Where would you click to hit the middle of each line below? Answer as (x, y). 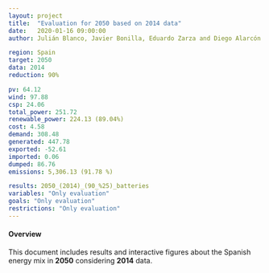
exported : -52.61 (37, 149)
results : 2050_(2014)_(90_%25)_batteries (79, 186)
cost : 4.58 (27, 127)
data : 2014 (27, 68)
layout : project (35, 16)
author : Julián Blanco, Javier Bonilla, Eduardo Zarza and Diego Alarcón (135, 38)
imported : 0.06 (34, 157)
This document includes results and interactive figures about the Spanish (130, 252)
